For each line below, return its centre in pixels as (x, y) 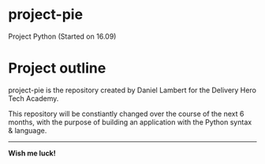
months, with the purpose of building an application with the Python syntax (130, 122)
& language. (28, 130)
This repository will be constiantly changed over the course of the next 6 (126, 114)
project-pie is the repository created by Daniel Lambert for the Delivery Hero (132, 90)
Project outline (57, 68)
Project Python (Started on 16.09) (62, 36)
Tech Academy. (34, 98)
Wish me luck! (32, 153)
